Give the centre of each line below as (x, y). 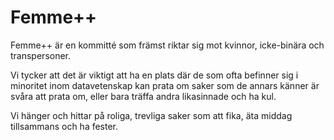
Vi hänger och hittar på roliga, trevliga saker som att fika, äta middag (151, 115)
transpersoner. (41, 55)
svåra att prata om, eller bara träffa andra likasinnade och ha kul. (143, 96)
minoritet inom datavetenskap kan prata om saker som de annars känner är (165, 85)
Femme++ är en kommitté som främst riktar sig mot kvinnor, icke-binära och (167, 45)
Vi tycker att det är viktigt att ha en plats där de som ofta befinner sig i (154, 75)
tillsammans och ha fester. (64, 126)
